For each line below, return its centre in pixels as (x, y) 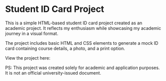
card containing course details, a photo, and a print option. (65, 48)
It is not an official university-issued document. (53, 73)
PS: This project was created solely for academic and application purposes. (83, 68)
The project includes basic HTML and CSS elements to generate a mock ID (82, 43)
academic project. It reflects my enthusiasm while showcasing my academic (83, 28)
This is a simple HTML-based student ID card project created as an (74, 23)
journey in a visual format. (32, 33)
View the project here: (28, 58)
